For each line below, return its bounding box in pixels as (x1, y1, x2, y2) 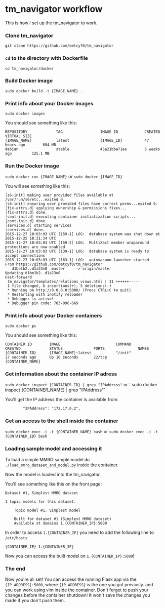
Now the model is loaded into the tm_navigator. (5, 471, 101, 477)
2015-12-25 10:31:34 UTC (5, 236, 56, 241)
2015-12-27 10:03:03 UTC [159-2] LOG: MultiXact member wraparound (5, 241, 149, 245)
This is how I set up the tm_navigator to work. (5, 20, 98, 26)
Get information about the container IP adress (5, 370, 117, 377)
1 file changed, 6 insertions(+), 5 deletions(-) (7, 284, 112, 288)
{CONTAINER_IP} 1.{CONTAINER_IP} (5, 544, 74, 549)
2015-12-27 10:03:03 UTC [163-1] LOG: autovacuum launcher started (5, 258, 149, 263)
